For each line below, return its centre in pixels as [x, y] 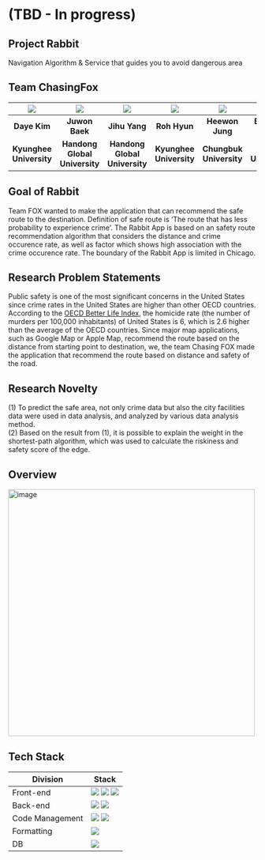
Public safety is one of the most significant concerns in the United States [127, 296]
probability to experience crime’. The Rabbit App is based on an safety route [132, 228]
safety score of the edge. [49, 450]
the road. [23, 364]
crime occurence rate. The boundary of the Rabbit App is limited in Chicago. [132, 253]
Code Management [48, 818]
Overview [33, 475]
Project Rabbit [44, 44]
